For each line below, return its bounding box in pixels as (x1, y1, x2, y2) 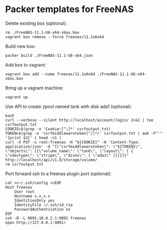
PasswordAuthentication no (14, 207, 71, 212)
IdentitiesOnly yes (14, 198, 55, 203)
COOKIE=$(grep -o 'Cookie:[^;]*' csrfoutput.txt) (5, 126, 111, 132)
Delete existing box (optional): (5, 20, 67, 26)
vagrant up (5, 94, 28, 99)
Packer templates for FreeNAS (5, 4, 134, 15)
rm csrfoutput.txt (5, 161, 44, 167)
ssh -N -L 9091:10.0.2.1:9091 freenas (5, 215, 86, 220)
